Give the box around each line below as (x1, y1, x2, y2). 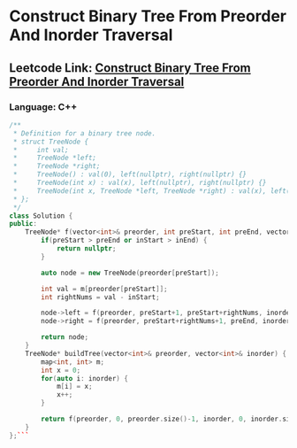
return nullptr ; (56, 244, 117, 253)
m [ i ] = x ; (56, 382, 93, 391)
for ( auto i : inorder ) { (41, 374, 128, 382)
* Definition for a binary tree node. (12, 128, 156, 138)
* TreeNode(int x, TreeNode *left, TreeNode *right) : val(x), (12, 186, 267, 196)
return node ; (41, 333, 89, 342)
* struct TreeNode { (12, 137, 89, 146)
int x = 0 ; (41, 366, 81, 375)
